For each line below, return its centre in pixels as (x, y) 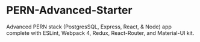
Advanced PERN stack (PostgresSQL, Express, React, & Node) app (89, 27)
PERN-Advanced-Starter (69, 10)
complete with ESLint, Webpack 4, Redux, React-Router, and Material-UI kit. (100, 33)
